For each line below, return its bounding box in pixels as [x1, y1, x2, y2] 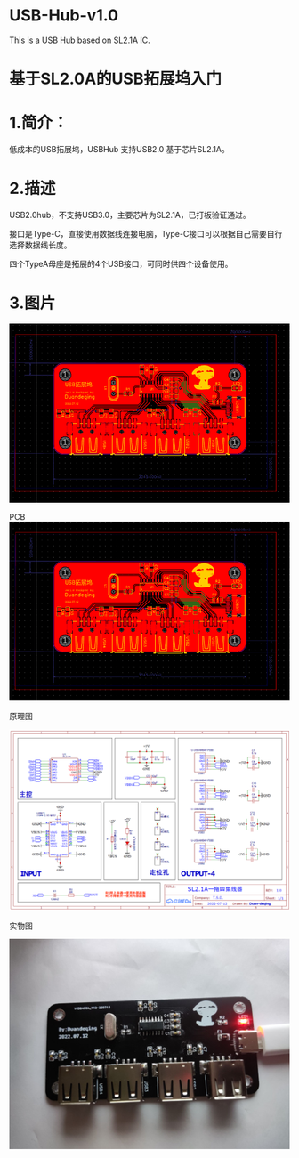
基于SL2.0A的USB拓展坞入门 [9, 69, 222, 89]
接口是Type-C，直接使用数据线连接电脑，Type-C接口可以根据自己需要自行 [9, 229, 283, 239]
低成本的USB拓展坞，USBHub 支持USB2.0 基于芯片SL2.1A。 [9, 144, 230, 155]
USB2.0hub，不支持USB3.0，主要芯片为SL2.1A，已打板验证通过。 [9, 210, 251, 220]
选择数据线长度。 [9, 239, 72, 250]
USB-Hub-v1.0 [9, 5, 118, 26]
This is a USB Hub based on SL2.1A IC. [9, 35, 151, 45]
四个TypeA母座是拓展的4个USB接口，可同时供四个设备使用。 [9, 259, 233, 269]
